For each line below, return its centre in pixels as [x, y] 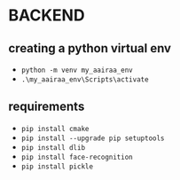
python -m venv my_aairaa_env [77, 70]
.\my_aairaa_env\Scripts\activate [85, 80]
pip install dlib [53, 147]
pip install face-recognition [77, 157]
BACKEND [47, 16]
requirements [47, 107]
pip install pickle [57, 166]
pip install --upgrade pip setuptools [93, 138]
